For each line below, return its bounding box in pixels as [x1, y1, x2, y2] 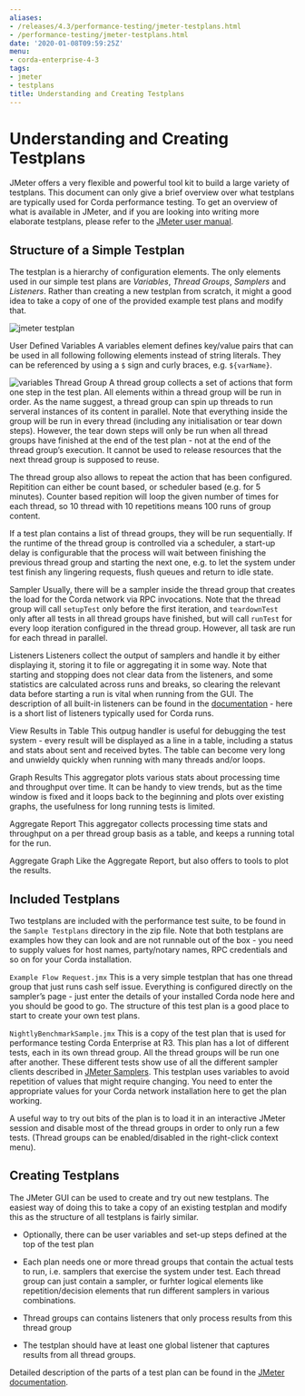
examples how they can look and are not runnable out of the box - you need [9, 935, 293, 946]
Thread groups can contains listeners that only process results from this [22, 1312, 292, 1323]
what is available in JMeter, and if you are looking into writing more [9, 206, 260, 218]
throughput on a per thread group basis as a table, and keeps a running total [9, 828, 295, 840]
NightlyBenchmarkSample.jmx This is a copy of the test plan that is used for [9, 1027, 286, 1039]
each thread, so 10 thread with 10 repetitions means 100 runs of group [9, 501, 271, 512]
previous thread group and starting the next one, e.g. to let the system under [9, 557, 296, 568]
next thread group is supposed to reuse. [9, 455, 160, 466]
